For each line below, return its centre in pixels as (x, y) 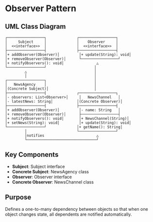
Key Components (32, 155)
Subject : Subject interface (38, 166)
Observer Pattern (41, 9)
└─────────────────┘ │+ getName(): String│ (64, 127)
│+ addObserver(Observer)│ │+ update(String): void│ (68, 55)
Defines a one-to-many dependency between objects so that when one (76, 209)
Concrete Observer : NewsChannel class (53, 182)
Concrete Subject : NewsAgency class (50, 171)
